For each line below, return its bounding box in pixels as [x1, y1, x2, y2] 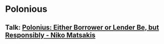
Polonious [5, 3, 48, 15]
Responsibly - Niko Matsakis [5, 31, 96, 39]
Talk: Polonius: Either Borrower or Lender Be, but [5, 23, 159, 32]
